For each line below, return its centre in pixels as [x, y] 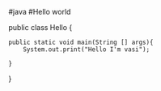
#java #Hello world [40, 12]
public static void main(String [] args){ [81, 42]
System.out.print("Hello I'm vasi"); [87, 50]
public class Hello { [40, 27]
